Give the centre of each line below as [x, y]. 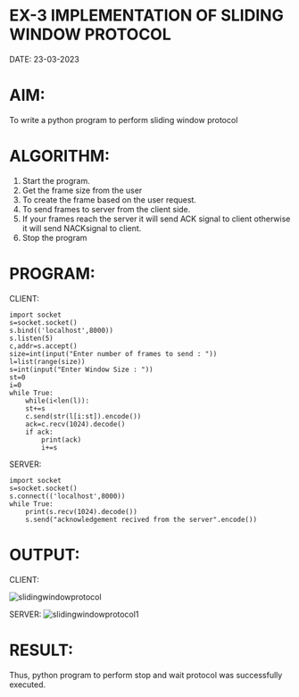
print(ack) [62, 440]
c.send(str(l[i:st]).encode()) [83, 416]
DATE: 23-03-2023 [45, 59]
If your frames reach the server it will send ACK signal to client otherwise [156, 219]
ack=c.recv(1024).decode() [75, 424]
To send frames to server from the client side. [106, 209]
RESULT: [42, 650]
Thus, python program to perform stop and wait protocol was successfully [146, 675]
